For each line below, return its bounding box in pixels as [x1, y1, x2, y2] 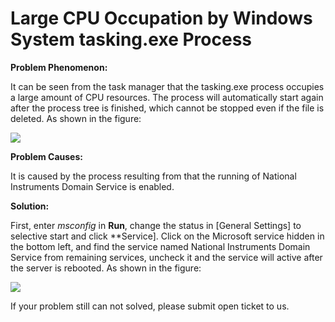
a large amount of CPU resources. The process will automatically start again [10, 91, 324, 103]
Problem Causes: [10, 150, 83, 162]
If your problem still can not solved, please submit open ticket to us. [10, 300, 290, 312]
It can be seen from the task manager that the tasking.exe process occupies [10, 80, 325, 92]
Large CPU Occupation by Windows [10, 7, 313, 30]
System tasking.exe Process [10, 28, 253, 51]
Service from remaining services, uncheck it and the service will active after [10, 251, 323, 263]
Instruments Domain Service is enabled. [10, 180, 175, 192]
